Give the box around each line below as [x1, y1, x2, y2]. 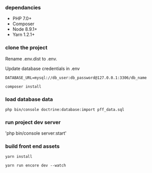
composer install [5, 84, 42, 89]
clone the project [5, 44, 48, 51]
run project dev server [5, 119, 61, 126]
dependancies [5, 4, 41, 11]
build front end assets [5, 143, 60, 150]
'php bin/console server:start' [5, 130, 67, 136]
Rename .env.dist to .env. [5, 55, 58, 62]
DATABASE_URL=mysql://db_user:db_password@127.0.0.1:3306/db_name [5, 75, 147, 80]
